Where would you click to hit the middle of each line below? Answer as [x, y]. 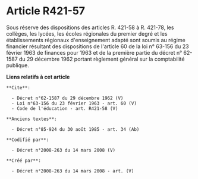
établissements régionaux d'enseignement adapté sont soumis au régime [96, 40]
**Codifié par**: [28, 140]
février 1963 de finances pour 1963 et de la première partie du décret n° [94, 52]
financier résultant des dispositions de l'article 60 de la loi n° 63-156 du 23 [98, 46]
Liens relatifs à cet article [38, 77]
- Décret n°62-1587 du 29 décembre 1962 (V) [67, 98]
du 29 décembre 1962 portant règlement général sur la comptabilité [102, 59]
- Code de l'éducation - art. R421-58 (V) [65, 108]
